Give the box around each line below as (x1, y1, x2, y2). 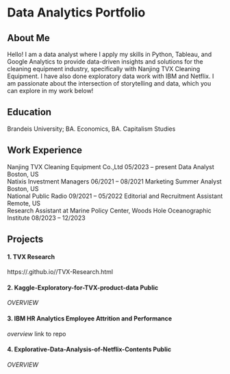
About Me (7, 32, 50, 44)
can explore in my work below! (7, 87, 94, 95)
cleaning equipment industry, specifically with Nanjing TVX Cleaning (7, 65, 201, 73)
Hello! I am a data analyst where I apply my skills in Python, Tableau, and (7, 50, 212, 58)
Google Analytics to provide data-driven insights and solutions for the (7, 58, 203, 66)
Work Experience (7, 145, 83, 156)
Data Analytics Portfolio (7, 5, 146, 21)
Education (7, 106, 52, 118)
